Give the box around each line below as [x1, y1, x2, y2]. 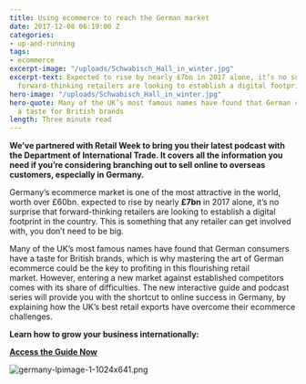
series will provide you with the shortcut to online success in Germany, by [9, 292, 287, 303]
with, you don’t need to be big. [9, 225, 125, 237]
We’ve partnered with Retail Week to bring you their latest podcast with [9, 140, 285, 151]
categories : [9, 30, 55, 39]
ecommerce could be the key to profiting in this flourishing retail [9, 263, 250, 274]
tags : [9, 47, 30, 57]
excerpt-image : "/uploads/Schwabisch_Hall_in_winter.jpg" [9, 65, 234, 74]
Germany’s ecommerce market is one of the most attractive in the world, [9, 187, 281, 198]
